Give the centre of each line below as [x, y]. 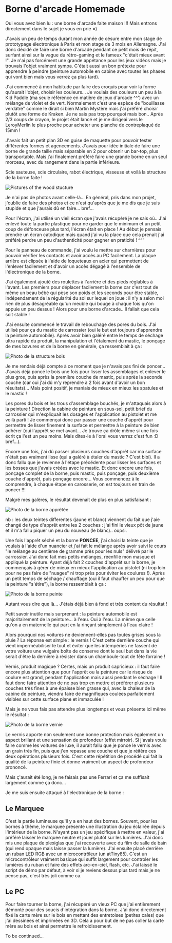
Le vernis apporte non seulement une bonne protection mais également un [84, 734]
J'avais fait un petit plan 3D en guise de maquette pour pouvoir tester [79, 140]
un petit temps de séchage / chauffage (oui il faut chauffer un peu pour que [85, 579]
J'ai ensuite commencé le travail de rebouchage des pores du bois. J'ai [81, 324]
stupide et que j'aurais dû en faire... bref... [50, 208]
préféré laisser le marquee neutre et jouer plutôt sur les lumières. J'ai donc [84, 837]
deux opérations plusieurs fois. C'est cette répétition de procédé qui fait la [84, 756]
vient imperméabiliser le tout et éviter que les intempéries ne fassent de [81, 645]
